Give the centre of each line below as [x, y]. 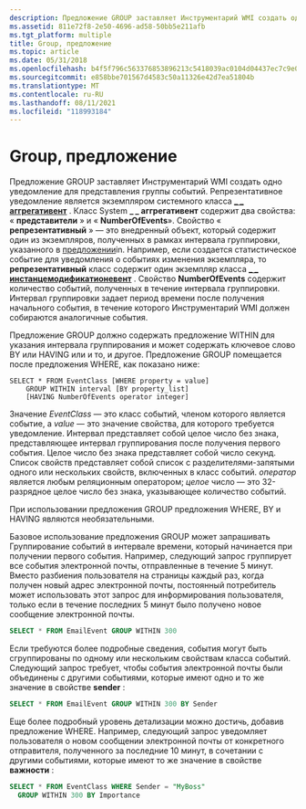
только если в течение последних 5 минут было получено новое [136, 604]
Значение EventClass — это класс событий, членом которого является [148, 414]
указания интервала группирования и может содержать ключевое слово [153, 345]
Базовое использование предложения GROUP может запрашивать [140, 537]
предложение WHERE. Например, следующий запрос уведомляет [138, 730]
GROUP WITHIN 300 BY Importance [79, 795]
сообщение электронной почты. [72, 615]
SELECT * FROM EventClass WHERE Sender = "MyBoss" [107, 786]
